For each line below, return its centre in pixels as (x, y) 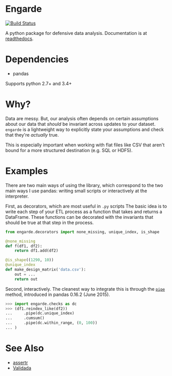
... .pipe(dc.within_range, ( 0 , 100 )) (51, 323)
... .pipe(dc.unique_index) (40, 313)
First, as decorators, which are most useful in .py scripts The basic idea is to (86, 206)
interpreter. (17, 196)
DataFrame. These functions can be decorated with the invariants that (79, 217)
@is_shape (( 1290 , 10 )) (30, 260)
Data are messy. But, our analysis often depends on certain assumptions (82, 118)
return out (26, 279)
